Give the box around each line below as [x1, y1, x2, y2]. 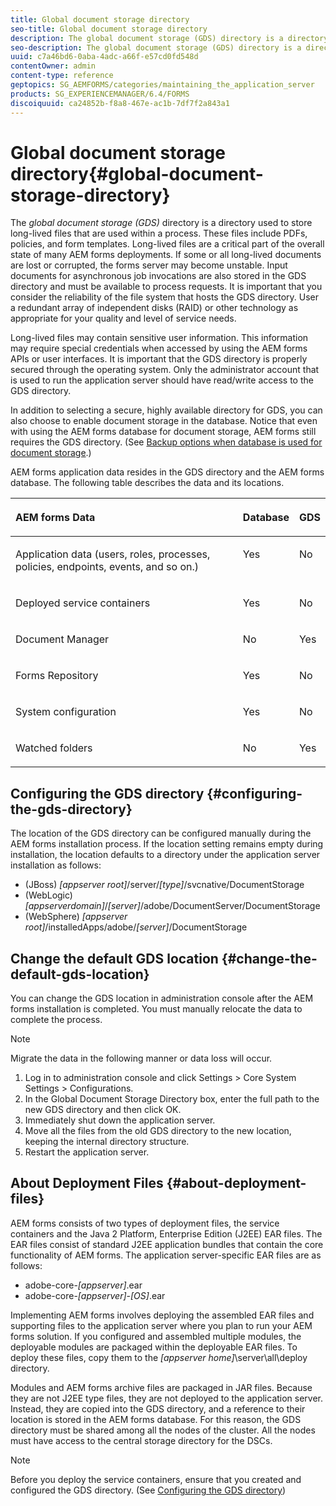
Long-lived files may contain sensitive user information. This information [10, 332, 309, 344]
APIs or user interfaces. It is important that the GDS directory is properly [10, 353, 308, 365]
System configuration [15, 705, 117, 719]
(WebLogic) [24, 889, 73, 901]
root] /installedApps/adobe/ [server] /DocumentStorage [24, 921, 248, 933]
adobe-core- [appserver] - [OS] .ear [24, 1289, 166, 1301]
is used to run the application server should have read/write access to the [10, 374, 314, 386]
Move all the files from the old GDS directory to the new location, [24, 1125, 292, 1137]
